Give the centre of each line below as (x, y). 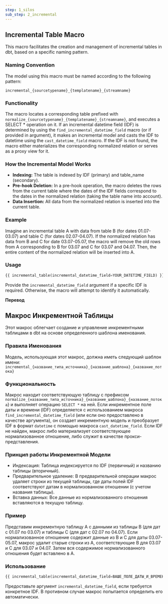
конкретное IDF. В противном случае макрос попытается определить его (84, 591)
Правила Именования (33, 346)
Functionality (22, 103)
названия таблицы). (33, 492)
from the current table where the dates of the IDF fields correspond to (84, 191)
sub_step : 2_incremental (31, 15)
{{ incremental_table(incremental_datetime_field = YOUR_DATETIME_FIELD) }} (85, 275)
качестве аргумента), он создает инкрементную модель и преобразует (82, 420)
